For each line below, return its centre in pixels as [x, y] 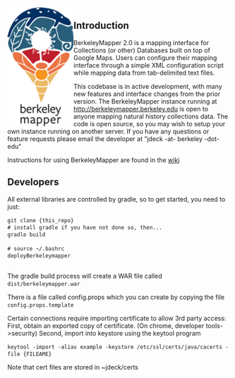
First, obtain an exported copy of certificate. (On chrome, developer [106, 325]
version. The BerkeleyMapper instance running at [145, 101]
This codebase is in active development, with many [148, 86]
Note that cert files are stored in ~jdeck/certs [73, 367]
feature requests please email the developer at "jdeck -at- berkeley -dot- [114, 139]
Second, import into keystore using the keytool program [120, 333]
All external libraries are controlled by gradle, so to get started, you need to [116, 199]
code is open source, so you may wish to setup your [150, 123]
